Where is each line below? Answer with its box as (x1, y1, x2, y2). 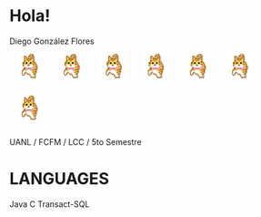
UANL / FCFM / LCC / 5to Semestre (9, 136, 143, 147)
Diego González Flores (9, 36, 95, 46)
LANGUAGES (9, 169, 110, 190)
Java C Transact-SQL (9, 198, 90, 210)
